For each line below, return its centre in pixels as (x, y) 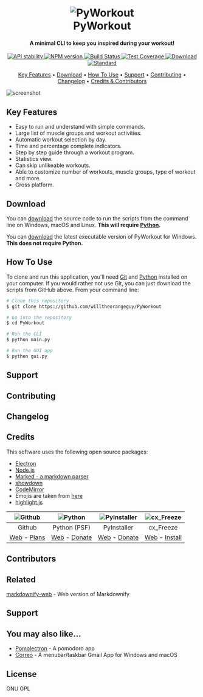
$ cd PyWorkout (26, 323)
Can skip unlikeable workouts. (53, 165)
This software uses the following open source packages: (77, 452)
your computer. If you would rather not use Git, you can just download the (99, 283)
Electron (26, 463)
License (22, 674)
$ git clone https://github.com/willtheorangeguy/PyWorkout (84, 307)
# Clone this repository (38, 301)
